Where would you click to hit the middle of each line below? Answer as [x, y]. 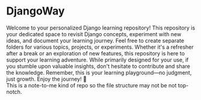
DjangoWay [36, 11]
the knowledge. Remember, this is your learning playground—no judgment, [99, 72]
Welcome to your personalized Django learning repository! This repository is [101, 28]
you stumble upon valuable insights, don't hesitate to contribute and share [98, 66]
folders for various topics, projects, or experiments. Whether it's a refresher [100, 47]
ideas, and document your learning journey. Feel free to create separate [95, 40]
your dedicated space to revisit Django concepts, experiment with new [94, 34]
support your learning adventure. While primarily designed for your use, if [97, 60]
